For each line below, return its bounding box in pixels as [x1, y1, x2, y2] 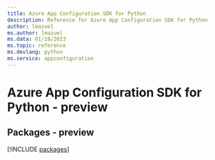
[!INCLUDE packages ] [7, 145, 70, 153]
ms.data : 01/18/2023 [7, 36, 67, 43]
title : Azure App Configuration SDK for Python [7, 10, 147, 17]
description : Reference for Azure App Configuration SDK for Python [7, 17, 208, 23]
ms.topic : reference [7, 42, 67, 49]
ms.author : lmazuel [7, 29, 63, 37]
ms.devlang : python [7, 49, 63, 56]
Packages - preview [7, 127, 94, 139]
